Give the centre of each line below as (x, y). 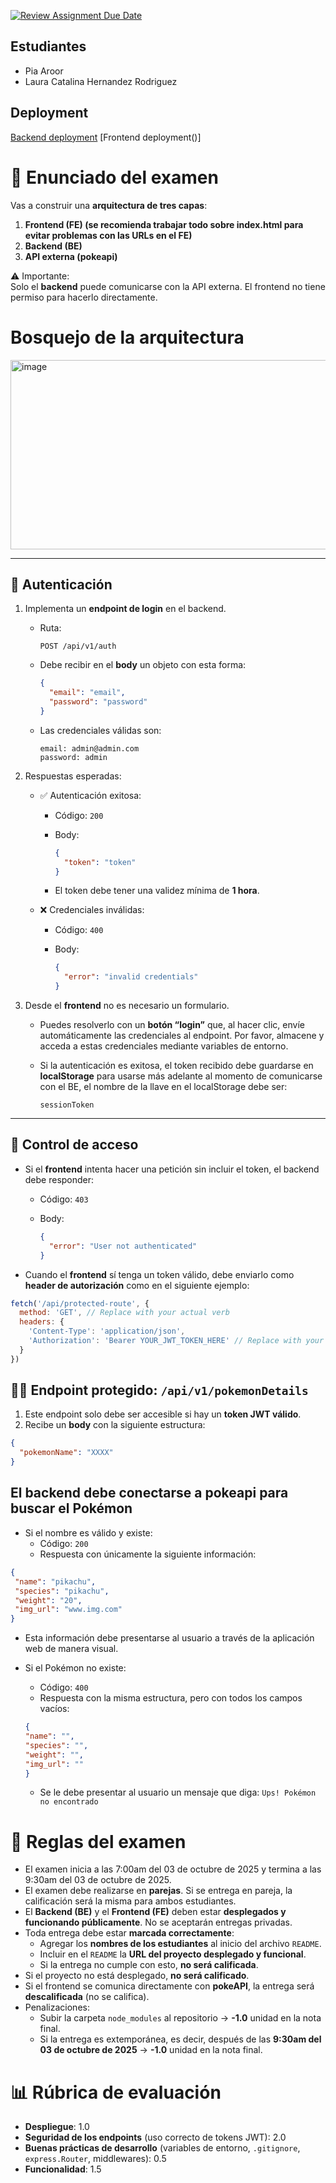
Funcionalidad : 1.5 (63, 2169)
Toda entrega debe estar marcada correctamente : (129, 1933)
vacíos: (54, 1709)
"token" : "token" (100, 862)
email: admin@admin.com (89, 748)
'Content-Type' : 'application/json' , (107, 1331)
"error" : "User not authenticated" (123, 1246)
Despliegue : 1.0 (57, 2127)
